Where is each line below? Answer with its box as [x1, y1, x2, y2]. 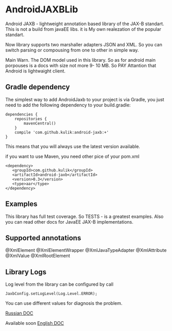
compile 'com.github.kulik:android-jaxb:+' [14, 130, 109, 135]
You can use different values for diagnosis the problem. [5, 300, 123, 306]
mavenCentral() [24, 121, 56, 126]
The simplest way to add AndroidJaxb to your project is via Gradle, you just [5, 96, 164, 102]
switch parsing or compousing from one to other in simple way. [5, 47, 139, 53]
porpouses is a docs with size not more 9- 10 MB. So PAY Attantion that [5, 62, 157, 68]
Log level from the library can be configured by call [5, 281, 114, 287]
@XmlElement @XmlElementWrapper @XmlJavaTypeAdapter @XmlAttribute [5, 247, 167, 253]
